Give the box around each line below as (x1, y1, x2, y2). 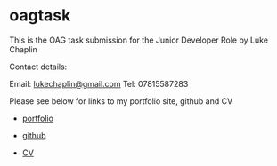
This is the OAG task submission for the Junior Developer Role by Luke (9, 35, 269, 45)
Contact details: (9, 61, 68, 72)
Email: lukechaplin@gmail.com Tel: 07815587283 (9, 78, 189, 89)
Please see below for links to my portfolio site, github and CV (9, 95, 233, 107)
